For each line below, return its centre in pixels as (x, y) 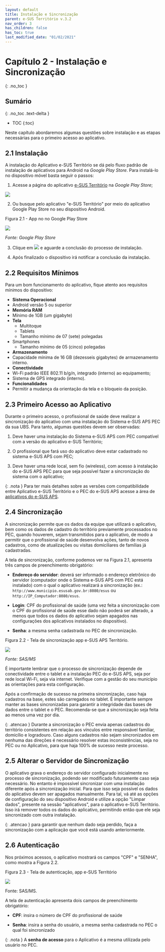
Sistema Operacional (34, 300)
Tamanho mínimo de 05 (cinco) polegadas (62, 347)
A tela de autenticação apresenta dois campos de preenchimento (71, 900)
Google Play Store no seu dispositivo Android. (59, 209)
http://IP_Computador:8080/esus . (46, 595)
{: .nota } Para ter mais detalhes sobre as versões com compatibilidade (77, 486)
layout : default (22, 10)
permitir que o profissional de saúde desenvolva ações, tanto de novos (77, 539)
